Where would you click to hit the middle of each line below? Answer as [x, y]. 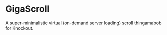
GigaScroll [27, 9]
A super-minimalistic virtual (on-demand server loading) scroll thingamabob [83, 23]
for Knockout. [19, 28]
